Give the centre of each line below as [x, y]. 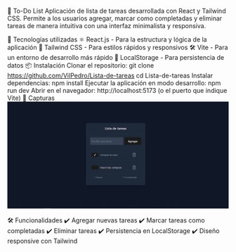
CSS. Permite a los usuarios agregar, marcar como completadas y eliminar [115, 18]
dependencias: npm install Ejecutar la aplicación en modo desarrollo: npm [114, 83]
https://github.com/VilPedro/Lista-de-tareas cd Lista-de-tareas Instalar [110, 75]
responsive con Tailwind [42, 241]
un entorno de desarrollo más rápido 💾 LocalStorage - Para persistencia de [116, 57]
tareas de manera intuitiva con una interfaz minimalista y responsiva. [107, 26]
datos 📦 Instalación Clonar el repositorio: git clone [81, 65]
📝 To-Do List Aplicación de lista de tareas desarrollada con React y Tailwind [117, 11]
